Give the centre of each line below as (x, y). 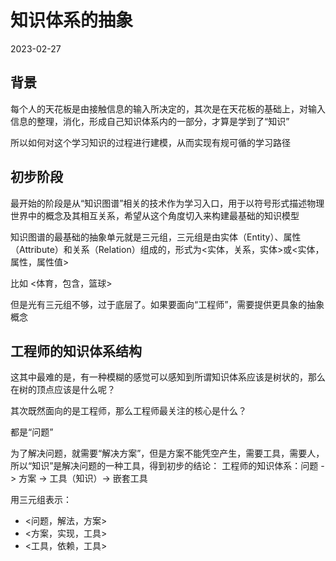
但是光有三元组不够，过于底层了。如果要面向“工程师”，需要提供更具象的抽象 (167, 304)
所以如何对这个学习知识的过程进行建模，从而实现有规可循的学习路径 (150, 142)
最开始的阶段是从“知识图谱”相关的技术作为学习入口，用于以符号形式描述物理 (167, 203)
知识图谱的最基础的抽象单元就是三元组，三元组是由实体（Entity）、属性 (156, 237)
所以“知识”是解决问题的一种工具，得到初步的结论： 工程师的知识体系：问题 (164, 466)
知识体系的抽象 (72, 20)
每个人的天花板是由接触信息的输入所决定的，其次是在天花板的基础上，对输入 (168, 108)
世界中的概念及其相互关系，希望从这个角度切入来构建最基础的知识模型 (155, 215)
